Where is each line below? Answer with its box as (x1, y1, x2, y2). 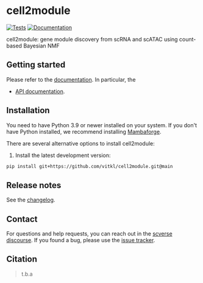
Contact (6, 214, 38, 224)
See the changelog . (6, 196, 55, 204)
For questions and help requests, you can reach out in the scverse (6, 230, 173, 237)
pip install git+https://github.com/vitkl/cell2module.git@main (6, 163, 173, 169)
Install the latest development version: (15, 152, 111, 159)
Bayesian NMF (23, 42, 60, 49)
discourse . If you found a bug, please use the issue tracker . (6, 237, 155, 244)
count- (179, 35, 196, 43)
